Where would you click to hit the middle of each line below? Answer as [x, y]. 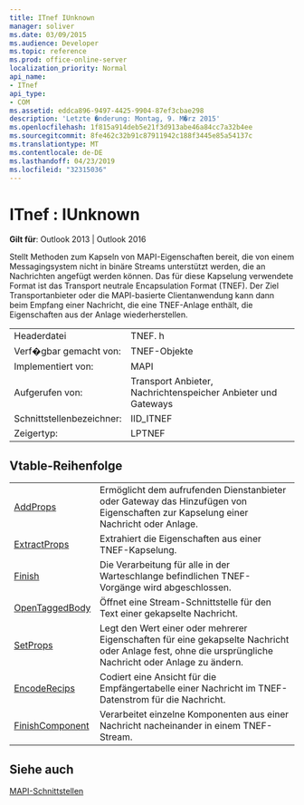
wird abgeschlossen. [188, 587]
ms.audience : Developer [54, 43]
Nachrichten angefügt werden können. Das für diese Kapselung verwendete [152, 276]
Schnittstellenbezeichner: [68, 419]
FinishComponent [52, 726]
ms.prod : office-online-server [68, 60]
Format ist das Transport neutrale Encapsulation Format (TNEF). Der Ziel [144, 286]
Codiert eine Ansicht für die [158, 677]
